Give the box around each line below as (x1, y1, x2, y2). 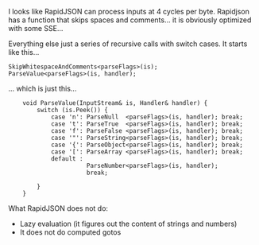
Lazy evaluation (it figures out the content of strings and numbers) (19, 219, 238, 228)
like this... (8, 48, 40, 56)
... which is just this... (8, 84, 77, 93)
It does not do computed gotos (19, 227, 122, 237)
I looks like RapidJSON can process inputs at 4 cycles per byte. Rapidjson (8, 7, 250, 16)
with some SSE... (8, 24, 64, 33)
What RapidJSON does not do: (8, 204, 109, 213)
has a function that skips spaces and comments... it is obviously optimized (8, 15, 252, 25)
